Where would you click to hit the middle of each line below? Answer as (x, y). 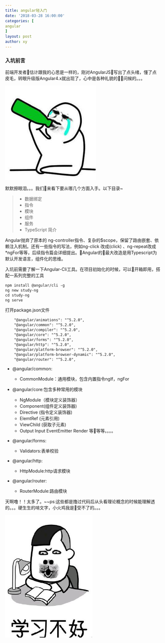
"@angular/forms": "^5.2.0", (44, 340)
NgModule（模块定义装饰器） (50, 400)
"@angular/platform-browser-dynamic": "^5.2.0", (65, 355)
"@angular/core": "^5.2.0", (43, 335)
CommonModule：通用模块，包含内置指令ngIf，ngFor (74, 379)
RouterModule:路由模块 (43, 491)
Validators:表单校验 (39, 451)
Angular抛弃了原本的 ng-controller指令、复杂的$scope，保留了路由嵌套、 (80, 240)
